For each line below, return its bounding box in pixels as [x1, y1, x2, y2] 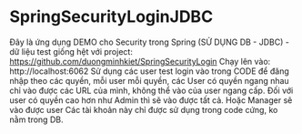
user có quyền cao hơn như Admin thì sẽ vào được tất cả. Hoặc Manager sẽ [9, 94, 293, 106]
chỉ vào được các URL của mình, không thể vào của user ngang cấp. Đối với [9, 85, 294, 96]
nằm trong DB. [9, 114, 64, 125]
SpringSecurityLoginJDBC [9, 6, 214, 27]
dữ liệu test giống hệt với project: [9, 46, 134, 57]
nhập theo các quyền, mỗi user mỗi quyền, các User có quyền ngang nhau [9, 75, 289, 86]
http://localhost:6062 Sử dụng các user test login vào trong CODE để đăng [9, 66, 289, 77]
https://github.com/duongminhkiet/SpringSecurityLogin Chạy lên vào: [9, 56, 271, 67]
